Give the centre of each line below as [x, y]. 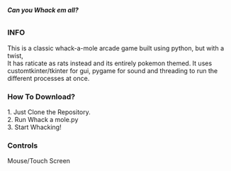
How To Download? [41, 96]
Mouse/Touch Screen [39, 161]
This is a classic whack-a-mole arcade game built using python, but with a [116, 48]
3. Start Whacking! [34, 127]
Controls [23, 145]
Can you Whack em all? [43, 10]
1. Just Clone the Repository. [49, 112]
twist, [15, 55]
